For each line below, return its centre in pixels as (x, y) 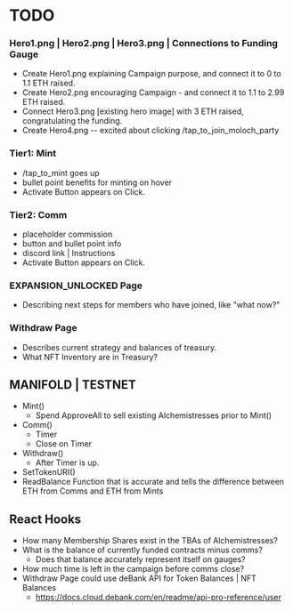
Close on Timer (63, 444)
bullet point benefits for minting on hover (97, 182)
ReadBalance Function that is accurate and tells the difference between (153, 482)
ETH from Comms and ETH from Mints (93, 491)
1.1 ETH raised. (49, 83)
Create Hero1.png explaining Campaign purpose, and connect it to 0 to (152, 74)
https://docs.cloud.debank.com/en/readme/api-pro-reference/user (159, 598)
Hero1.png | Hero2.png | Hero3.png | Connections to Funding (144, 44)
